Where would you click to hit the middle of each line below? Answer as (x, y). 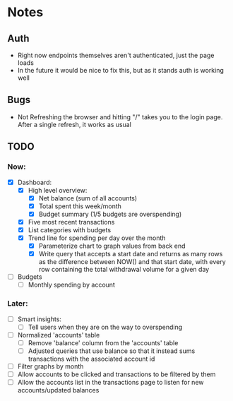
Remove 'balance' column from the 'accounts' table (103, 342)
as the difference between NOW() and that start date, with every (132, 262)
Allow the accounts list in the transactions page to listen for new (110, 382)
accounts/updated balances (58, 390)
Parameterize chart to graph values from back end (112, 246)
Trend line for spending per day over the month (97, 238)
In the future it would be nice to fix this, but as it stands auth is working (121, 70)
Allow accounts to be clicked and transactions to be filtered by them (116, 374)
